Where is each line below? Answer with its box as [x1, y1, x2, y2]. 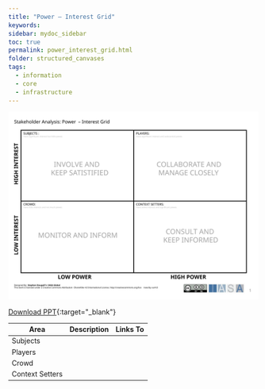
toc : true [8, 38, 41, 46]
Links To [115, 325, 144, 333]
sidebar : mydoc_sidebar [8, 29, 87, 37]
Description [69, 325, 109, 333]
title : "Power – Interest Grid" [8, 13, 115, 21]
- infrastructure [15, 88, 73, 96]
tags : [8, 64, 26, 71]
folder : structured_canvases [8, 55, 105, 63]
